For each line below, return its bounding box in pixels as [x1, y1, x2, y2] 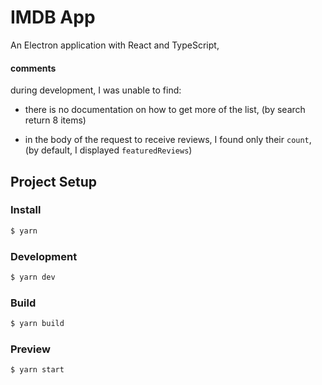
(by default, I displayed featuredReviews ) [24, 144, 193, 156]
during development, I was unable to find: [10, 84, 182, 96]
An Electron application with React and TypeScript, [10, 39, 220, 51]
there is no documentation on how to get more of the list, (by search [24, 104, 306, 116]
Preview [10, 342, 51, 356]
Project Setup [10, 173, 98, 190]
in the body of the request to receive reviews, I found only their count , [24, 134, 312, 146]
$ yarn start [10, 365, 65, 375]
